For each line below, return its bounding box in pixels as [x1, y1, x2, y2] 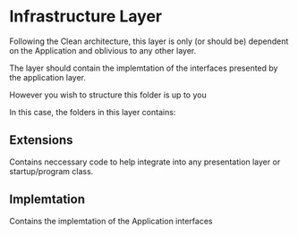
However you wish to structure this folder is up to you [9, 89, 208, 100]
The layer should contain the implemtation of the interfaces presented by [9, 63, 278, 73]
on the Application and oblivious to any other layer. [9, 45, 197, 55]
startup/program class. [9, 165, 94, 176]
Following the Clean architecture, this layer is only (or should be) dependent [9, 36, 289, 46]
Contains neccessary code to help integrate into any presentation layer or [9, 156, 281, 167]
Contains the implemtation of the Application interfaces [9, 215, 213, 226]
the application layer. [9, 71, 87, 82]
